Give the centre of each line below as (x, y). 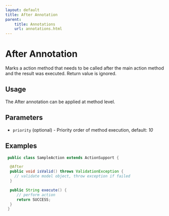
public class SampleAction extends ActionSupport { (63, 158)
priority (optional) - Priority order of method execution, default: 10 (83, 130)
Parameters (24, 118)
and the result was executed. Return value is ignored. (61, 74)
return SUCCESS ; (34, 199)
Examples (21, 146)
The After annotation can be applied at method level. (60, 102)
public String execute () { (38, 190)
